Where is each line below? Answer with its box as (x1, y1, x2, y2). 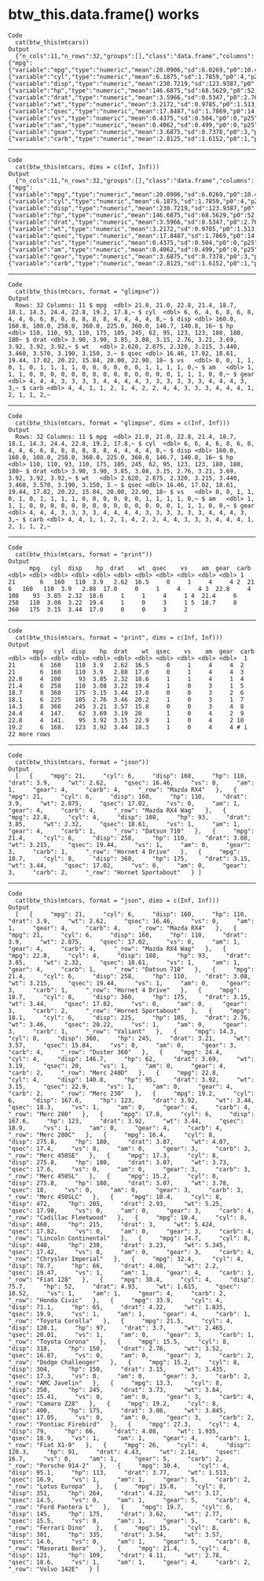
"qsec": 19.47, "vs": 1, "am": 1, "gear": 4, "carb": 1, (8, 1268, 255, 1277)
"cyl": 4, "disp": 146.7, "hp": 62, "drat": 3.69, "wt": (8, 1055, 255, 1063)
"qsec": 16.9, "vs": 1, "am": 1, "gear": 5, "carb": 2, (8, 1475, 251, 1483)
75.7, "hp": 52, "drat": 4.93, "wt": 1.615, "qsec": (8, 1282, 241, 1290)
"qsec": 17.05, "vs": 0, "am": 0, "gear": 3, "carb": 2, (8, 1413, 255, 1421)
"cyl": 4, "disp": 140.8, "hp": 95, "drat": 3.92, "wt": (8, 1075, 255, 1084)
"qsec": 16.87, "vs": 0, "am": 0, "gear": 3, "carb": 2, (8, 1351, 255, 1360)
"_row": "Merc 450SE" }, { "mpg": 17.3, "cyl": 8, (8, 1152, 220, 1160)
